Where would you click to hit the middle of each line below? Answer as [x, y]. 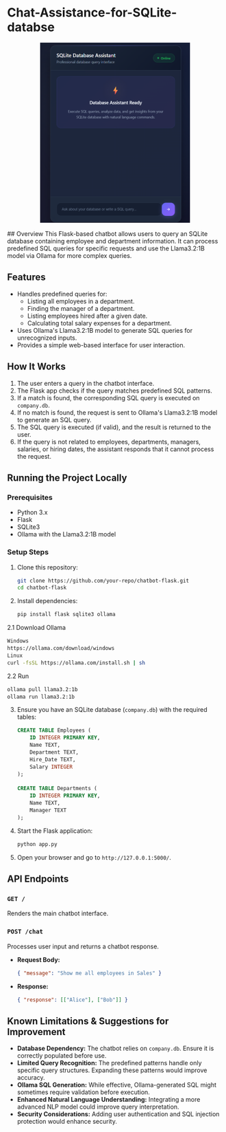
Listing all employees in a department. [81, 301]
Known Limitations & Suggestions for [88, 1021]
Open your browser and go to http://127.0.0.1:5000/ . [94, 857]
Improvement [36, 1032]
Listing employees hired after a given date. [87, 316]
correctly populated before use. [62, 1056]
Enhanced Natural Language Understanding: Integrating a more [109, 1100]
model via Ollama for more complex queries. [70, 255]
